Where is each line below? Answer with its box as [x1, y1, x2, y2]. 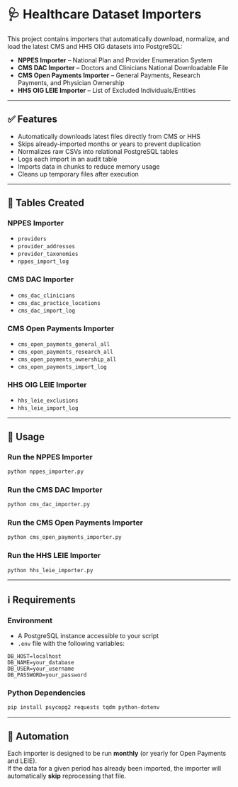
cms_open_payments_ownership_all [17, 356, 117, 363]
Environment [7, 615, 53, 625]
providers [17, 235, 47, 242]
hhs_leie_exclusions [17, 397, 79, 405]
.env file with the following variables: [17, 640, 125, 648]
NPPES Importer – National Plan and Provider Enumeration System [17, 55, 212, 65]
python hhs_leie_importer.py [7, 566, 93, 574]
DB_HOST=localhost [7, 653, 62, 660]
